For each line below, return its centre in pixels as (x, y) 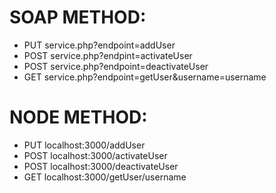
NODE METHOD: (78, 117)
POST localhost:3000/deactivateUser (101, 166)
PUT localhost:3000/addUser (84, 145)
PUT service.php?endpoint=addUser (99, 45)
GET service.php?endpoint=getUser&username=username (145, 77)
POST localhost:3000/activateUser (95, 155)
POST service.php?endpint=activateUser (108, 55)
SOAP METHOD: (78, 17)
